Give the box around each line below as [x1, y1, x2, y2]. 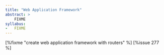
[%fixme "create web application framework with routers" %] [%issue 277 [5, 39, 159, 45]
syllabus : [5, 21, 26, 26]
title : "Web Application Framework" [5, 7, 82, 12]
